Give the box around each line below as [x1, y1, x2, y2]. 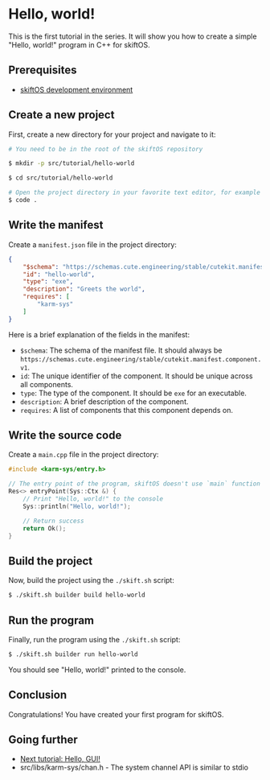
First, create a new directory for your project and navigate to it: [8, 130, 216, 139]
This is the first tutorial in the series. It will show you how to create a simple [8, 31, 257, 41]
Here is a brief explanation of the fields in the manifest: [8, 329, 190, 339]
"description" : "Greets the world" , [22, 285, 146, 294]
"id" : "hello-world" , [22, 270, 95, 279]
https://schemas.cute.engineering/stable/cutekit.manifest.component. [19, 355, 262, 363]
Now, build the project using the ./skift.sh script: [8, 576, 174, 585]
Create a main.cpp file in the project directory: [8, 450, 159, 460]
